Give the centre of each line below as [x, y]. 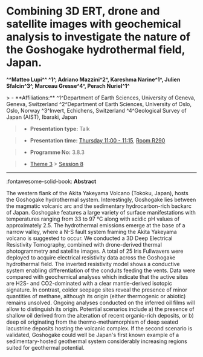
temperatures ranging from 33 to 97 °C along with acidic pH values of [93, 219]
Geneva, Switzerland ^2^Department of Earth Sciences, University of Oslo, [99, 104]
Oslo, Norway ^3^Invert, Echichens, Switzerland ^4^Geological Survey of [97, 110]
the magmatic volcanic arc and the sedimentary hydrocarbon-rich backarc [99, 206]
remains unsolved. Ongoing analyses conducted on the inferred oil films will [101, 302]
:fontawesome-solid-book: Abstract [51, 181]
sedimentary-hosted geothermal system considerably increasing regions [97, 341]
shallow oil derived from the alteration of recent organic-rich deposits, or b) [100, 315]
